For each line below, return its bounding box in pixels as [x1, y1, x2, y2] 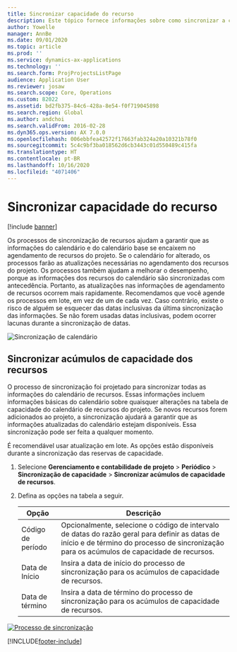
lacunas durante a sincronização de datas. [7, 319, 130, 327]
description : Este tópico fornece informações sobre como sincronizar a [7, 17, 226, 24]
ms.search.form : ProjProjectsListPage [7, 69, 121, 76]
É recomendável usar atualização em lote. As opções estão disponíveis [7, 442, 214, 450]
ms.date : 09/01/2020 [7, 37, 68, 44]
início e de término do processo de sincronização [61, 538, 224, 548]
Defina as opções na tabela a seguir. [17, 491, 124, 500]
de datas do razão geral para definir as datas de [61, 529, 220, 539]
